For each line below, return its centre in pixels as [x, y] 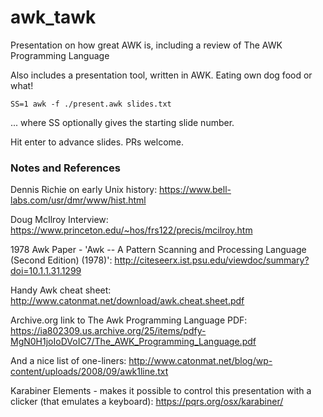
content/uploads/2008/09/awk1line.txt [89, 372]
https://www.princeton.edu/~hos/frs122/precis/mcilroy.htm [131, 230]
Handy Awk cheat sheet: [61, 290]
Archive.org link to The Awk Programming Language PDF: [129, 320]
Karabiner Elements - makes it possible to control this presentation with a [161, 391]
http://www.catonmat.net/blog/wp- [200, 361]
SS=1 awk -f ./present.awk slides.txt [91, 104]
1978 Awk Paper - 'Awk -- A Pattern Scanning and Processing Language [158, 250]
